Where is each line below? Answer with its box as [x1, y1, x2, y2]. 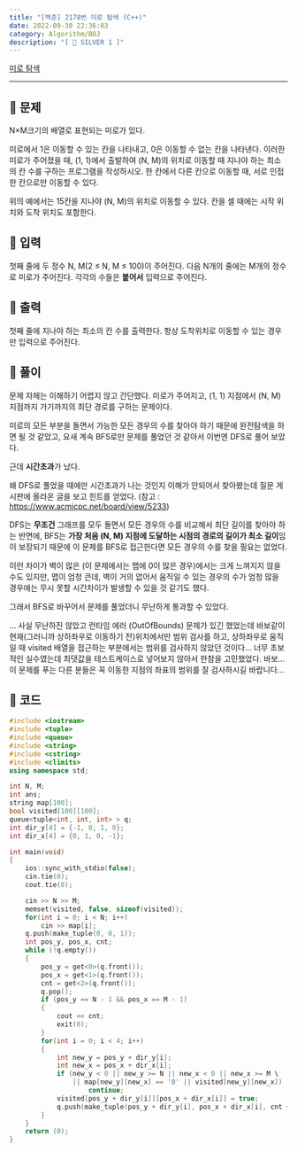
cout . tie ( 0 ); [25, 881, 73, 890]
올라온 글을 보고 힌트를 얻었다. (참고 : [32, 491, 161, 502]
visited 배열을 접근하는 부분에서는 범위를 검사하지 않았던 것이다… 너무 [27, 642, 269, 652]
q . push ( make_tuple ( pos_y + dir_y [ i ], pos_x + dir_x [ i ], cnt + [56, 1102, 291, 1111]
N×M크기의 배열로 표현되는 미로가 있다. [9, 125, 146, 136]
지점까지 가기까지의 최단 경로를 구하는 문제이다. [9, 401, 172, 412]
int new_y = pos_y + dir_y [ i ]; [56, 1053, 172, 1062]
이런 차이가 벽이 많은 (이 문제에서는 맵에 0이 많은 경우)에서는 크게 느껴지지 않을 [9, 560, 281, 571]
